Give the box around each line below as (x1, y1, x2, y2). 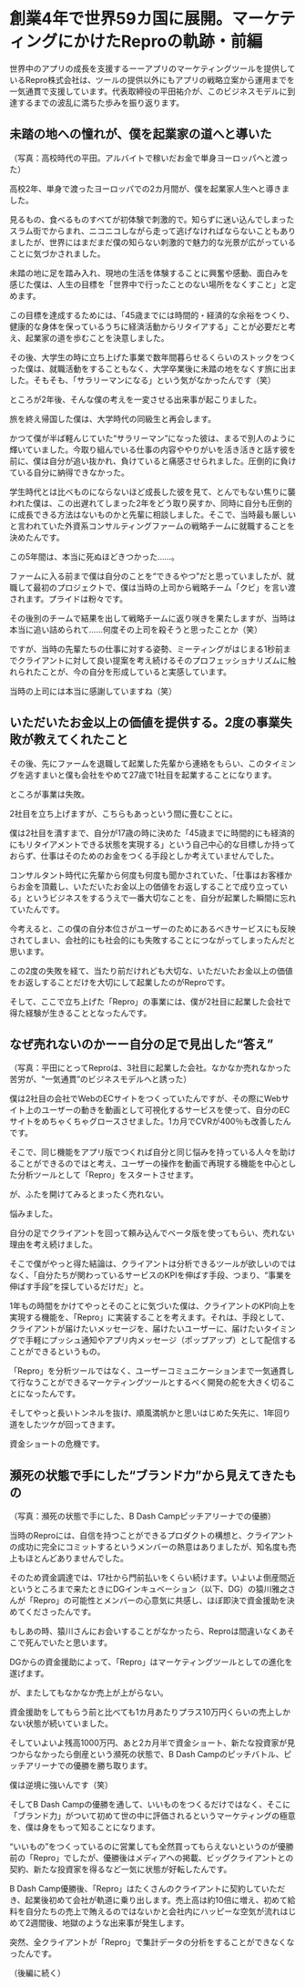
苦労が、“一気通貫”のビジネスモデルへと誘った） (9, 1074, 192, 1085)
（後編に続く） (9, 1968, 66, 1979)
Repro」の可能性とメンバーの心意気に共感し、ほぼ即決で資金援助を (33, 1595, 287, 1606)
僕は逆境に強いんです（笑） (9, 1779, 114, 1791)
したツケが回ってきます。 (25, 1419, 120, 1430)
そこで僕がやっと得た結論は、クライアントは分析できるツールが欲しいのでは (9, 1259, 296, 1270)
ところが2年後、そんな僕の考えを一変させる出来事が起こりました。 (9, 394, 262, 405)
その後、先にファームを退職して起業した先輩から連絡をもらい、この (9, 757, 265, 768)
